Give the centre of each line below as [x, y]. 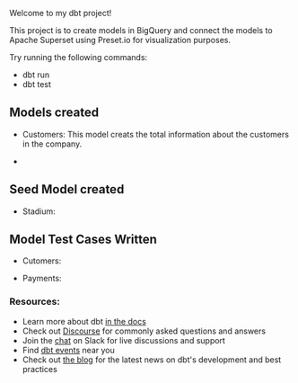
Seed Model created [67, 189]
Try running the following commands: [79, 57]
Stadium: [39, 211]
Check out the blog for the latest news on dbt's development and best [152, 360]
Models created [54, 113]
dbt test [37, 84]
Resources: [35, 302]
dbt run [36, 75]
